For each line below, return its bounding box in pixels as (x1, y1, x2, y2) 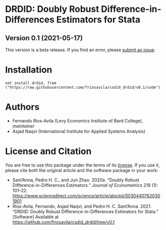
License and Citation (5, 146, 92, 157)
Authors (5, 102, 40, 113)
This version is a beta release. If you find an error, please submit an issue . (5, 47, 156, 53)
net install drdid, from (5, 80, 56, 85)
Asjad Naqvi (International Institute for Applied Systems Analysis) (12, 128, 146, 134)
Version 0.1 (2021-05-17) (5, 34, 83, 42)
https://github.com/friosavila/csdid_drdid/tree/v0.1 (12, 219, 115, 225)
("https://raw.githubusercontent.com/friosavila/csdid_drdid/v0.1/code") (5, 85, 161, 90)
